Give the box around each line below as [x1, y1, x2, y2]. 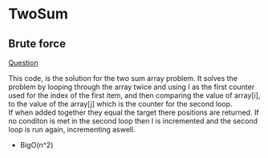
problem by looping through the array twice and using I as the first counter [8, 82, 255, 91]
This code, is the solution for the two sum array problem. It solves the [8, 74, 238, 83]
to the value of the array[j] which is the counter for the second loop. [8, 99, 233, 108]
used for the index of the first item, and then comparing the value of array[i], [8, 91, 261, 100]
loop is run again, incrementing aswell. [8, 125, 136, 134]
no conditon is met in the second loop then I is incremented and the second [8, 116, 258, 125]
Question [8, 58, 39, 67]
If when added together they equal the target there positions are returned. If [8, 107, 259, 117]
